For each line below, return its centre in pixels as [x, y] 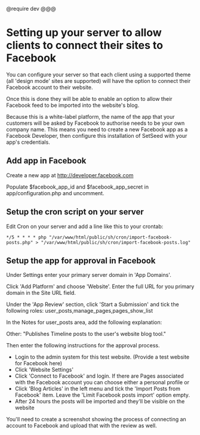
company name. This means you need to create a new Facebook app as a [97, 129]
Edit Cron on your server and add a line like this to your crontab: [85, 226]
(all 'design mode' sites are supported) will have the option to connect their [99, 81]
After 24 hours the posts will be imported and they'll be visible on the [100, 402]
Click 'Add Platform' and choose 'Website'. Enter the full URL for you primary [100, 286]
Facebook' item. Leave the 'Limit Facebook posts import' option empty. [102, 395]
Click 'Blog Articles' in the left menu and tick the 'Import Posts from [98, 389]
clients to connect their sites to [84, 46]
